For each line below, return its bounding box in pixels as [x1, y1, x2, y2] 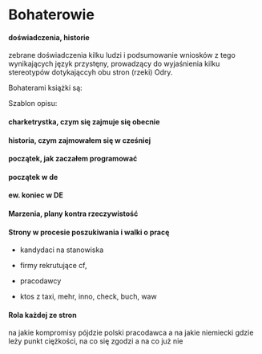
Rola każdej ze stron [8, 310, 78, 319]
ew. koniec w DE [8, 190, 64, 200]
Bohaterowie [8, 6, 95, 24]
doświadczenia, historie [8, 32, 90, 42]
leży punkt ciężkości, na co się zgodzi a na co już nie [8, 336, 183, 346]
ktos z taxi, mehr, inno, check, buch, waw [19, 291, 158, 302]
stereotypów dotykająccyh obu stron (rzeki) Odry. [8, 67, 173, 77]
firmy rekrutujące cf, [19, 261, 87, 271]
